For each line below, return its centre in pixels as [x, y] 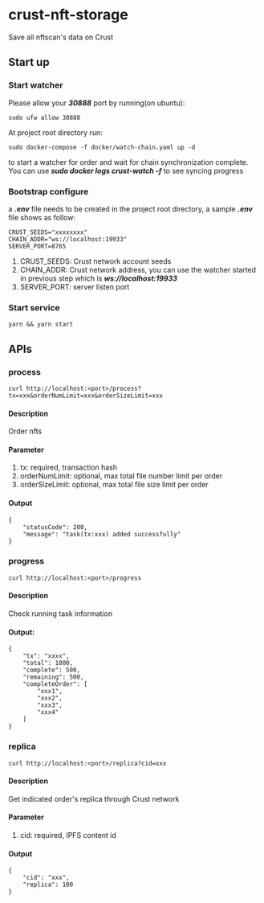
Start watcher [36, 85]
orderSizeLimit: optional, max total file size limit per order [114, 485]
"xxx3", [50, 705]
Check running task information [61, 614]
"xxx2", [50, 698]
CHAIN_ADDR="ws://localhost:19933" [68, 239]
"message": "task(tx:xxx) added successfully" [102, 534]
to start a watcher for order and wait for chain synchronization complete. [128, 162]
